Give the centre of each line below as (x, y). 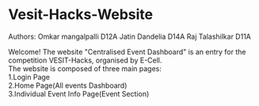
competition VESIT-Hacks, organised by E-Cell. (85, 60)
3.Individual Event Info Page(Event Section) (79, 93)
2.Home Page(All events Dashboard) (68, 85)
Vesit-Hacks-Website (80, 15)
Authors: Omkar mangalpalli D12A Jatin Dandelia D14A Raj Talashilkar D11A (130, 36)
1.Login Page (29, 77)
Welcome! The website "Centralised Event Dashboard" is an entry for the (127, 51)
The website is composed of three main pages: (85, 68)
